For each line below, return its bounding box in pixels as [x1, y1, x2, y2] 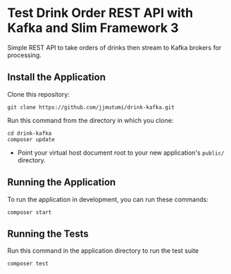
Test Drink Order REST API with [7, 5, 194, 21]
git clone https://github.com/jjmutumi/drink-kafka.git [7, 104, 175, 111]
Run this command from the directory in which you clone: [7, 116, 174, 124]
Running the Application [7, 177, 116, 189]
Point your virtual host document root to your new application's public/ [17, 148, 225, 157]
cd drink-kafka [7, 129, 52, 137]
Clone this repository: [7, 90, 70, 98]
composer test [7, 260, 49, 268]
